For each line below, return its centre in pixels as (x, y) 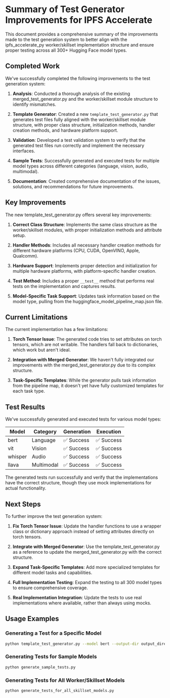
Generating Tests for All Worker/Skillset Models (65, 680)
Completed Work (32, 66)
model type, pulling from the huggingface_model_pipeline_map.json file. (88, 301)
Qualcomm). (26, 256)
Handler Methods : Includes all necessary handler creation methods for (87, 245)
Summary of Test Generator (65, 9)
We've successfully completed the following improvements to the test (78, 78)
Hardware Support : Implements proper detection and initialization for (85, 265)
